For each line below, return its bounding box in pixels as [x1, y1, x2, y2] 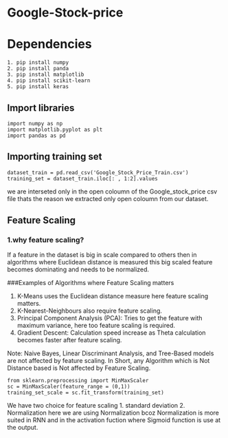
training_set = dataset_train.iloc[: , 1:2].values [7, 175, 158, 182]
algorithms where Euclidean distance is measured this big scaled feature [7, 258, 213, 267]
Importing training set [7, 151, 102, 163]
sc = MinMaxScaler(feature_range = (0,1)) [7, 384, 130, 390]
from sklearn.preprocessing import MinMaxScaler [7, 377, 149, 384]
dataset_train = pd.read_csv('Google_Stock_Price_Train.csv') [7, 169, 189, 176]
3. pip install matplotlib [7, 71, 84, 79]
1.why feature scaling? [7, 236, 84, 245]
